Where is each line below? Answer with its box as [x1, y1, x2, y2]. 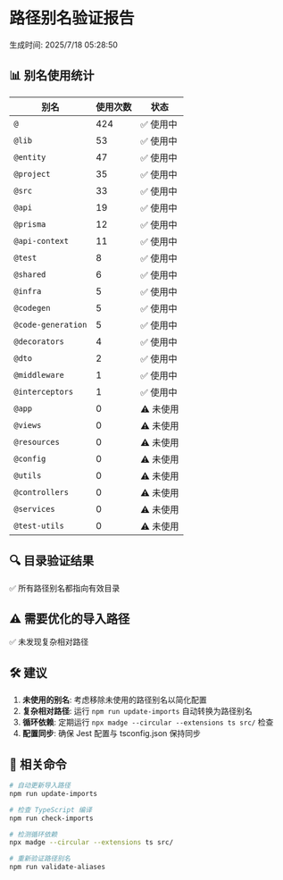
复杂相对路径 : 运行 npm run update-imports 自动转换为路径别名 [21, 706, 253, 717]
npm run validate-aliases [9, 863, 105, 872]
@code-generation [13, 319, 87, 330]
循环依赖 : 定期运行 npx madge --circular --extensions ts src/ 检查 [21, 717, 274, 728]
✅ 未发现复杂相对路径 [9, 636, 89, 648]
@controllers [13, 487, 70, 497]
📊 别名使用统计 [9, 68, 96, 83]
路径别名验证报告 [9, 8, 136, 29]
